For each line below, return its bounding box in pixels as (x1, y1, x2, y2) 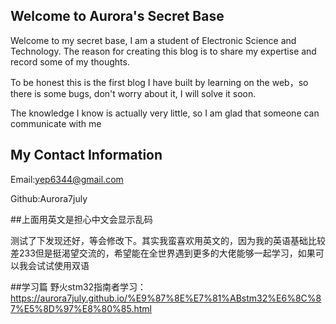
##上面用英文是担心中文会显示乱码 (10, 213, 153, 225)
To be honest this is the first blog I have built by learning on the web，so (10, 76, 309, 88)
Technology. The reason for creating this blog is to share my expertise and (10, 45, 317, 57)
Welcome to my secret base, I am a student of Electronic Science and (10, 34, 297, 46)
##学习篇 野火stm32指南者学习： (10, 280, 147, 293)
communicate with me (10, 117, 102, 129)
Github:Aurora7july (10, 192, 88, 204)
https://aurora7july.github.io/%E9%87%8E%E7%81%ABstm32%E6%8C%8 (10, 292, 322, 304)
